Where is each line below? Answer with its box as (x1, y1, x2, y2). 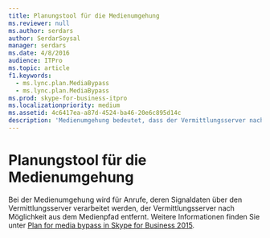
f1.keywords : (8, 72, 52, 80)
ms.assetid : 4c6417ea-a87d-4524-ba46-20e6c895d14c (8, 109, 182, 117)
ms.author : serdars (8, 27, 74, 35)
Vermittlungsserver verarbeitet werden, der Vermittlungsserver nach (8, 203, 235, 213)
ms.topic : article (8, 64, 70, 72)
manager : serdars (8, 42, 67, 50)
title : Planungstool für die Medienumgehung (8, 11, 160, 20)
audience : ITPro (8, 57, 63, 65)
